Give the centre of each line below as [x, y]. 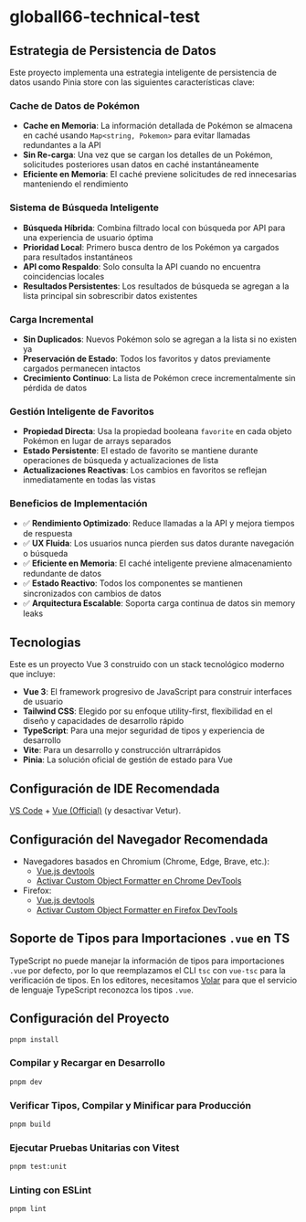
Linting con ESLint [50, 1190]
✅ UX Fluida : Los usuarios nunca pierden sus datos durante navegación [158, 543]
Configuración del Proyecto [90, 1019]
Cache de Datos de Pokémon [74, 105]
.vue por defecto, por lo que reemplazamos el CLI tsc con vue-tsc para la [148, 970]
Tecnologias [45, 642]
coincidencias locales [63, 276]
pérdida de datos [55, 388]
